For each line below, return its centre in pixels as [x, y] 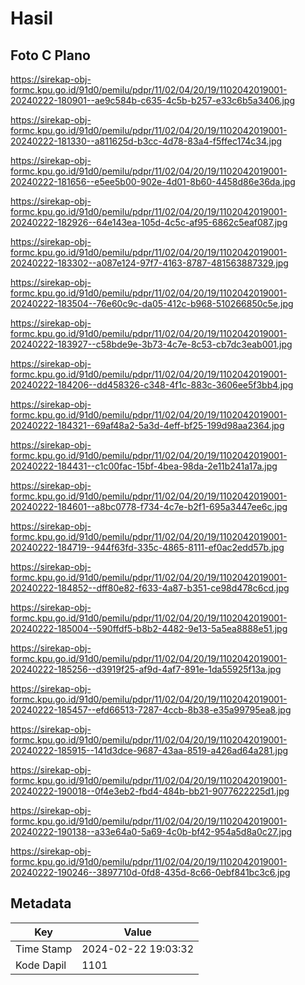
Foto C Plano [50, 55]
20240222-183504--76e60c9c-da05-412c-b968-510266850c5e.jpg [152, 303]
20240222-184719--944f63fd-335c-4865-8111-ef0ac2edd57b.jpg [147, 547]
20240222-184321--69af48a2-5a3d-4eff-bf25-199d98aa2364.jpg [147, 425]
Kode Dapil [41, 965]
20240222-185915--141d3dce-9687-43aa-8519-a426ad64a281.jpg [149, 750]
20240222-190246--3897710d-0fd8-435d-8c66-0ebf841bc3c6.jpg [150, 872]
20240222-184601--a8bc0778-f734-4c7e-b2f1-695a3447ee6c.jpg [149, 506]
